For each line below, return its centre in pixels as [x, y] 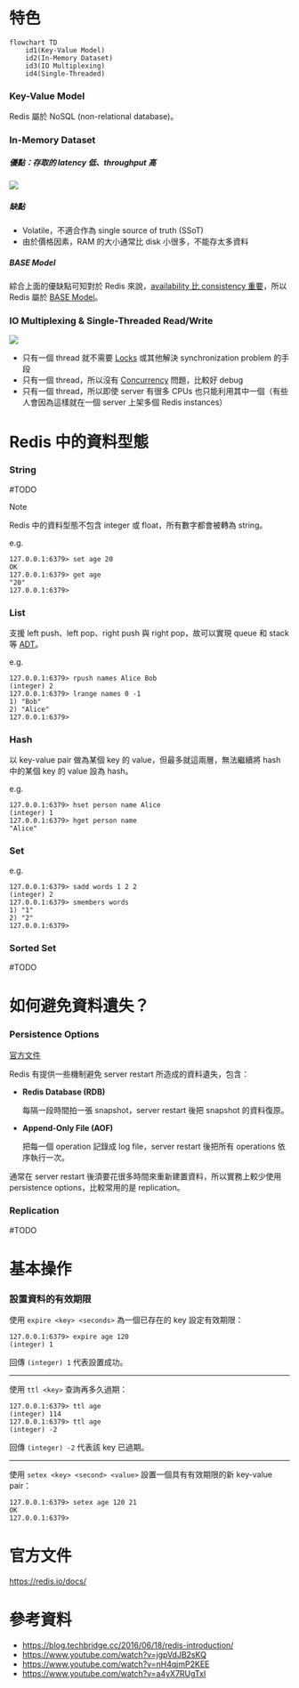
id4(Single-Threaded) [65, 73]
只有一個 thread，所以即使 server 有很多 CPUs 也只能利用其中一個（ [147, 392]
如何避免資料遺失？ [80, 1006]
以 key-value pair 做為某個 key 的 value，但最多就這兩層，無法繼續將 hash [145, 760]
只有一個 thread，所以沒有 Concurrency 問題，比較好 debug [133, 380]
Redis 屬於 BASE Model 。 [56, 297]
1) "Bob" [25, 702]
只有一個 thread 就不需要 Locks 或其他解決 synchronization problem [146, 358]
